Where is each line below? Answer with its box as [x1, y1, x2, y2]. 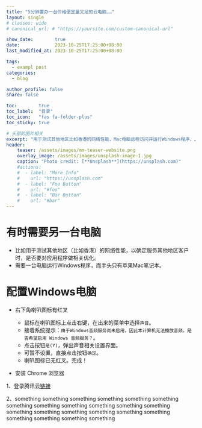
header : [6, 142, 26, 148]
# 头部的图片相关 [6, 130, 43, 136]
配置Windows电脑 [6, 285, 97, 299]
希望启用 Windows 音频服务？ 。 [28, 334, 99, 341]
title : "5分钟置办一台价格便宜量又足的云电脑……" [6, 8, 115, 15]
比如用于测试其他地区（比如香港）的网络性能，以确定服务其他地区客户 [14, 247, 189, 254]
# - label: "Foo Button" [17, 181, 82, 187]
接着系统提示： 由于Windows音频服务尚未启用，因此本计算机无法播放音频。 [23, 326, 188, 333]
